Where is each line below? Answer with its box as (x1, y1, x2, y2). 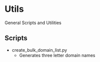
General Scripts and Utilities (4, 20, 61, 26)
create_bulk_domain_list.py (11, 47, 67, 53)
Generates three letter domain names (19, 52, 96, 58)
